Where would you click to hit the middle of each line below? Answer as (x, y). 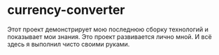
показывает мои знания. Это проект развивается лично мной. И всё (109, 36)
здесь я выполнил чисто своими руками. (69, 44)
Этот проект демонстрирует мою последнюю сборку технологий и (108, 29)
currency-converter (66, 10)
